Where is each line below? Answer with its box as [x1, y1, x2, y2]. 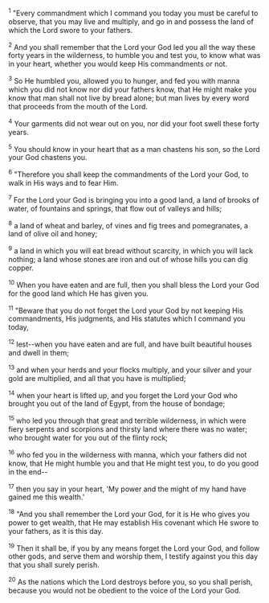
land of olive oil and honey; [8, 229, 98, 239]
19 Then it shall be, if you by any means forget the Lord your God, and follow [8, 542, 260, 553]
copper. [8, 263, 35, 273]
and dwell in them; [8, 347, 70, 357]
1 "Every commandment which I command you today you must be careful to [8, 7, 259, 18]
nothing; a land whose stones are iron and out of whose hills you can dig [8, 254, 249, 264]
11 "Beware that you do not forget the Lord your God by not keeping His [8, 304, 243, 315]
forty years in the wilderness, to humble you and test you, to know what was [8, 51, 261, 60]
